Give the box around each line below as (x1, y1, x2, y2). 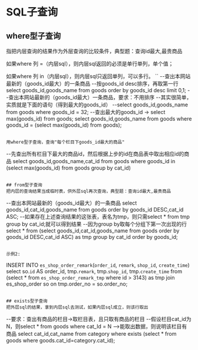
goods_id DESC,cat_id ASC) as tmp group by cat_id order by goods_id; (6, 234, 178, 240)
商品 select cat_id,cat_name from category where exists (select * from (6, 330, 177, 337)
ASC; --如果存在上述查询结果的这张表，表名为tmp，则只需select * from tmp (6, 213, 190, 220)
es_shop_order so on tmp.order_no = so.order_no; (6, 280, 128, 287)
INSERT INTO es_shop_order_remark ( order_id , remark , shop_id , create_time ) (6, 261, 190, 268)
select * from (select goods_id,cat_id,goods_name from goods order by (6, 227, 180, 234)
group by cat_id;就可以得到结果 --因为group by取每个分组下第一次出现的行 (6, 221, 187, 228)
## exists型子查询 (6, 298, 48, 304)
